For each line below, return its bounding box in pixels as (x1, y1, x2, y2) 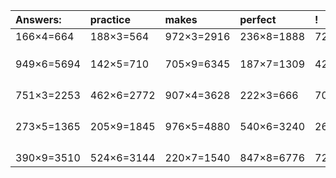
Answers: (15, 13, 62, 26)
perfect (239, 13, 277, 26)
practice (89, 13, 131, 26)
